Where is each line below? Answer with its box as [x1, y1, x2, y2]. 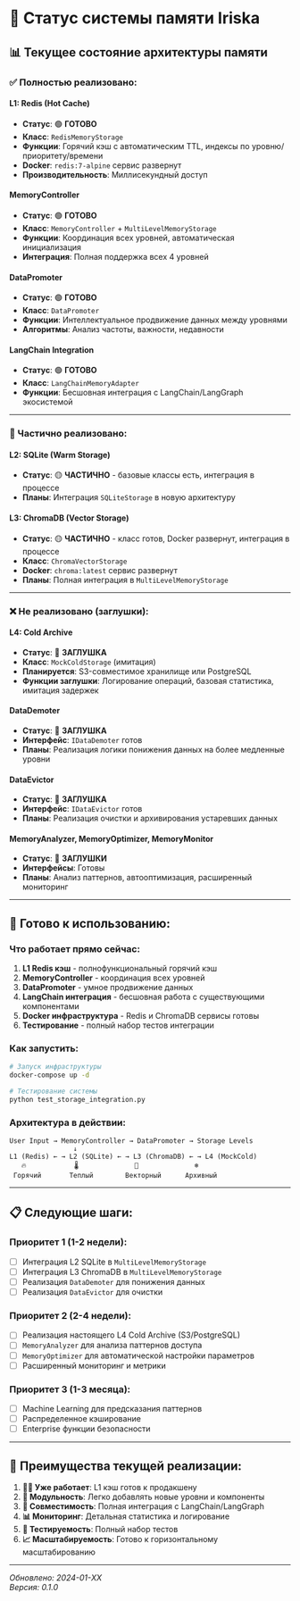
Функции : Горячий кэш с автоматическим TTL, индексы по [21, 140, 250, 151]
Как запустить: [9, 1042, 79, 1055]
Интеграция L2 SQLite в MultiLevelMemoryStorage [21, 1256, 207, 1267]
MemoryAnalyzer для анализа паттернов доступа [21, 1339, 203, 1351]
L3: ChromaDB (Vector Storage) [9, 513, 129, 523]
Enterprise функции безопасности [21, 1423, 151, 1434]
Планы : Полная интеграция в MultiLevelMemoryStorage [21, 574, 229, 585]
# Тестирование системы [9, 1087, 98, 1097]
